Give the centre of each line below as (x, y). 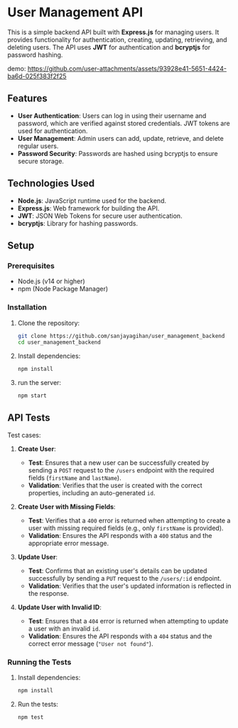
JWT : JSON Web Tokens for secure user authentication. (100, 216)
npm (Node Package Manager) (63, 289)
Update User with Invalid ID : (59, 607)
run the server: (39, 383)
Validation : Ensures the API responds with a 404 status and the (120, 636)
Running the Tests (39, 662)
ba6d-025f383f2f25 (37, 76)
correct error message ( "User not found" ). (91, 643)
